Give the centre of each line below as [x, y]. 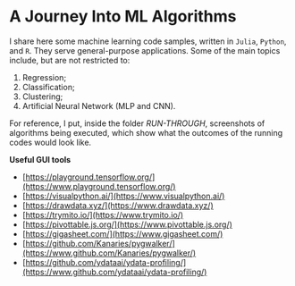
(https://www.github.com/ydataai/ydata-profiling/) [114, 272]
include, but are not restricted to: [70, 60]
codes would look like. [51, 142]
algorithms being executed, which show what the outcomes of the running [146, 132]
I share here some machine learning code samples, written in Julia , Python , [148, 41]
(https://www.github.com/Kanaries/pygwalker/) [109, 253]
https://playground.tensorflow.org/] [90, 177]
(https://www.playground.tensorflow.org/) [99, 186]
